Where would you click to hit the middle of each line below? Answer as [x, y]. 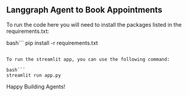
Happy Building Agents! [36, 86]
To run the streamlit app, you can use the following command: [88, 59]
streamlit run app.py [34, 75]
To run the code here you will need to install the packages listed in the [94, 24]
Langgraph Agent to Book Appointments [84, 10]
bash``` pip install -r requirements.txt [52, 43]
